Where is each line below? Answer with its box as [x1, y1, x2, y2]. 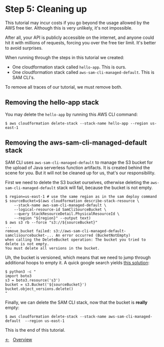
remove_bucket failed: [5, 228, 52, 233]
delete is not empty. [5, 241, 50, 247]
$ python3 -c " [5, 269, 36, 274]
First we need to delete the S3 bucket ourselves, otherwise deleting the [5, 179, 150, 185]
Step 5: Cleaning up [5, 3, 87, 15]
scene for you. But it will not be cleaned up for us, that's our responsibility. [5, 170, 156, 176]
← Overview [5, 336, 32, 343]
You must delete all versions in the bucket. [5, 246, 100, 251]
